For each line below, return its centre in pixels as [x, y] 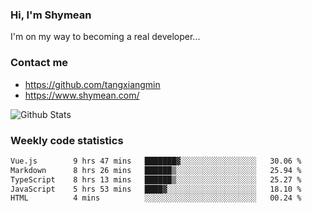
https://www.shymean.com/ [82, 95]
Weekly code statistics [67, 140]
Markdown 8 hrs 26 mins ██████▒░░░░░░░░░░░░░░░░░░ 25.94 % [156, 170]
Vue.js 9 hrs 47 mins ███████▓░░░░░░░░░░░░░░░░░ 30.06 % [156, 161]
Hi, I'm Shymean [51, 15]
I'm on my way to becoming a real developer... [105, 37]
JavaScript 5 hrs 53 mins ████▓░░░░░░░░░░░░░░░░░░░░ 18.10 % [156, 189]
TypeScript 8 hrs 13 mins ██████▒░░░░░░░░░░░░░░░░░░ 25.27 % [156, 179]
